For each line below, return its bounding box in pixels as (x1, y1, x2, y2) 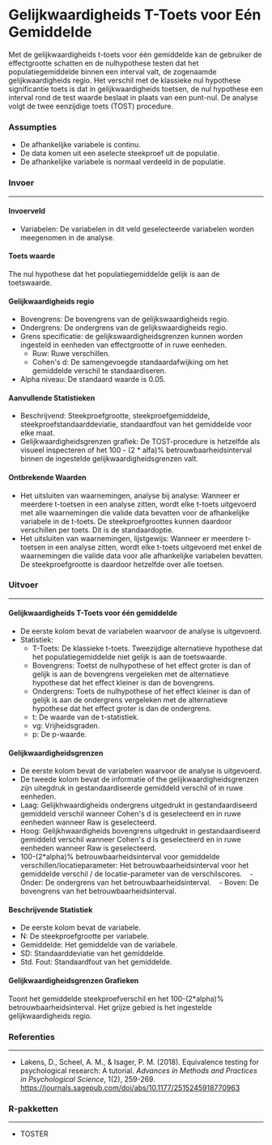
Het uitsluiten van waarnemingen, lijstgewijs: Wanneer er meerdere (19, 533, 244, 543)
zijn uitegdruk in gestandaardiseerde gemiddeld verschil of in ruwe (19, 783, 244, 793)
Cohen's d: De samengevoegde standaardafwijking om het (32, 358, 229, 367)
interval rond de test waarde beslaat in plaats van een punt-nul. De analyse (8, 92, 259, 102)
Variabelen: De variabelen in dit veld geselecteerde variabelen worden (19, 224, 255, 234)
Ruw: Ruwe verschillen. (32, 349, 111, 358)
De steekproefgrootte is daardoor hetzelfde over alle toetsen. (19, 559, 224, 569)
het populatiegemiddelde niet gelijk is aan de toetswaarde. (32, 652, 227, 662)
